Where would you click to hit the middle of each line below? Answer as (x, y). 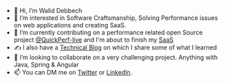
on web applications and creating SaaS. (70, 25)
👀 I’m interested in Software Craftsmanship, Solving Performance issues (116, 18)
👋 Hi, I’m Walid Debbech (48, 11)
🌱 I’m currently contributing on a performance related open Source (108, 32)
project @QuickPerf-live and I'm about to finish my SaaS (94, 40)
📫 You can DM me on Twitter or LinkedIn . (73, 72)
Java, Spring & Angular (46, 64)
